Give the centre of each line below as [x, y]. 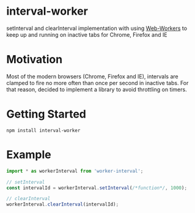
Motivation [35, 60]
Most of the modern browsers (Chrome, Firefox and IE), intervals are [92, 76]
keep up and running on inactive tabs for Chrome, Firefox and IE [87, 34]
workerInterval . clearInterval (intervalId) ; [63, 204]
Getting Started [46, 114]
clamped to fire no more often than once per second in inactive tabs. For [97, 83]
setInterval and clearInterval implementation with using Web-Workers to [97, 28]
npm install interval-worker [43, 130]
